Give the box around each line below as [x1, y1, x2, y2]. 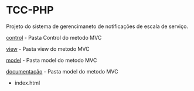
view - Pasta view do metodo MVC [6, 45, 90, 52]
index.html [14, 79, 40, 86]
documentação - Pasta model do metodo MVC [6, 68, 118, 75]
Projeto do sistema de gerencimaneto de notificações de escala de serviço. [6, 23, 189, 30]
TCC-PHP [6, 3, 54, 17]
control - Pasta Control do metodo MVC [6, 34, 102, 41]
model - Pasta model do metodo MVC [6, 57, 97, 64]
